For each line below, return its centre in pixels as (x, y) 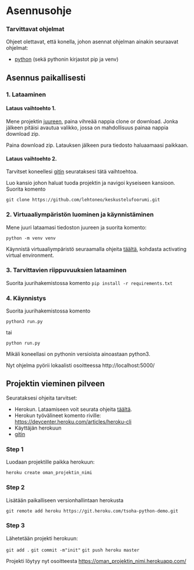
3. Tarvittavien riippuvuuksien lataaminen (66, 270)
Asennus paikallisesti (46, 78)
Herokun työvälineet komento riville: (58, 415)
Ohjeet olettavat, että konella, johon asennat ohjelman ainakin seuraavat (92, 42)
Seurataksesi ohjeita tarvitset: (42, 398)
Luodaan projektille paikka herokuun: (50, 462)
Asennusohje (39, 11)
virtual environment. (30, 255)
